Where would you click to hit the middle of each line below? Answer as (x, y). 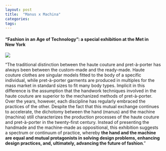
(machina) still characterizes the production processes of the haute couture (82, 117)
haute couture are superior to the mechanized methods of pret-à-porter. (79, 96)
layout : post (19, 10)
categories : (17, 19)
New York (15, 44)
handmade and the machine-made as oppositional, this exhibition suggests (82, 128)
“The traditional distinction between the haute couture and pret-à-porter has (83, 65)
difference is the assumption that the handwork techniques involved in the (81, 91)
